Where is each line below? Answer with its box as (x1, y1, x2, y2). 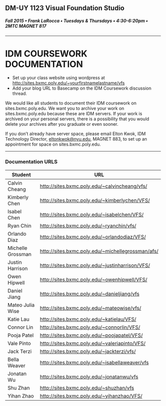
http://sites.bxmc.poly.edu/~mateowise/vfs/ (40, 304, 142, 311)
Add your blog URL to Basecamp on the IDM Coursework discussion (12, 85, 152, 91)
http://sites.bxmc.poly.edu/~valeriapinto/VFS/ (40, 340, 146, 347)
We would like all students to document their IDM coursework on (5, 100, 137, 106)
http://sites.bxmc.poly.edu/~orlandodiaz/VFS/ (40, 233, 146, 240)
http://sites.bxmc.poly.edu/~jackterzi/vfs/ (40, 348, 136, 355)
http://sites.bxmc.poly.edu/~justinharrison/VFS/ (40, 262, 150, 269)
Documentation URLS (5, 158, 58, 165)
